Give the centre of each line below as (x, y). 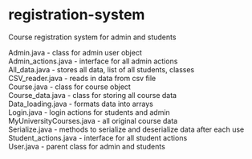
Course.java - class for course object (69, 87)
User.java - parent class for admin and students (87, 146)
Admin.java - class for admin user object (75, 52)
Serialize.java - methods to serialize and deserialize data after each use (126, 129)
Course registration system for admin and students (92, 37)
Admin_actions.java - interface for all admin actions (93, 61)
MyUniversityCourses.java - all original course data (93, 120)
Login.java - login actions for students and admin (89, 112)
